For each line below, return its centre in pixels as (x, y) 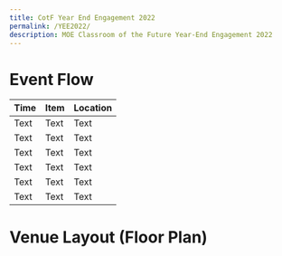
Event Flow (52, 79)
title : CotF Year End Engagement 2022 (82, 18)
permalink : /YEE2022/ (50, 26)
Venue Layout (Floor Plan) (108, 237)
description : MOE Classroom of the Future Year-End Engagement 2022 (141, 34)
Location (93, 108)
